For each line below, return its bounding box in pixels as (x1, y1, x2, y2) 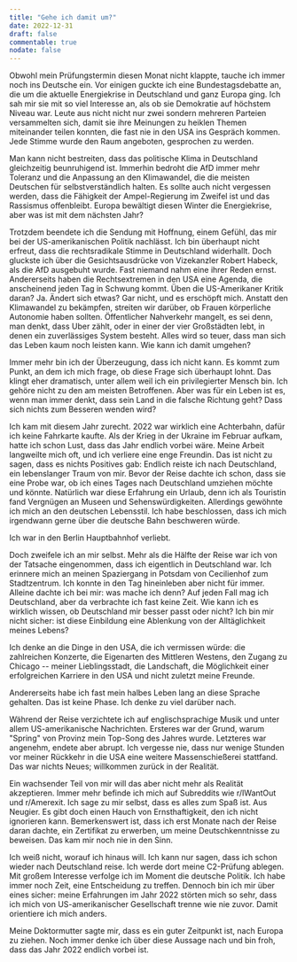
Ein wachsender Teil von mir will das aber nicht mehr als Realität (9, 779, 244, 789)
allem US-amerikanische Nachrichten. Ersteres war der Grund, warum (9, 724, 265, 734)
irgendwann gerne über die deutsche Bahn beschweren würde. (9, 516, 241, 526)
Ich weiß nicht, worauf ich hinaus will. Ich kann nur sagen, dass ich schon (9, 852, 277, 863)
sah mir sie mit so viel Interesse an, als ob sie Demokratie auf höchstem (9, 98, 271, 109)
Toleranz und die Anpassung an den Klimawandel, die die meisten (9, 172, 250, 182)
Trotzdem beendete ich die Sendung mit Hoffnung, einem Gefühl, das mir (9, 227, 277, 237)
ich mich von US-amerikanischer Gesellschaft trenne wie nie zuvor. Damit (9, 899, 278, 910)
